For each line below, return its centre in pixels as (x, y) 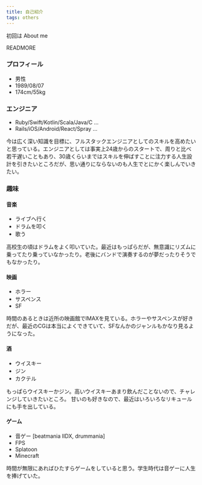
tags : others (23, 18)
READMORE (21, 48)
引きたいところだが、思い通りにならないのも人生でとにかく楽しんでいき (106, 164)
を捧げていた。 (25, 475)
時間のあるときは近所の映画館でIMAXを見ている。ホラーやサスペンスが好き (100, 318)
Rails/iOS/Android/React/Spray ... (56, 129)
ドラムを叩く (31, 226)
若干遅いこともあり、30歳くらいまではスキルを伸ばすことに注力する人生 (96, 157)
